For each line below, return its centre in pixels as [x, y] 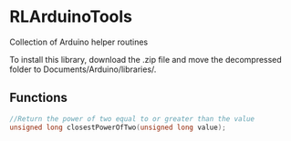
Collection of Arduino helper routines [79, 42]
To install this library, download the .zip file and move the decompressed [146, 59]
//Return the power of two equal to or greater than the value [132, 119]
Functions [39, 98]
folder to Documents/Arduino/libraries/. [83, 69]
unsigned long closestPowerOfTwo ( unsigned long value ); [118, 127]
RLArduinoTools [71, 17]
